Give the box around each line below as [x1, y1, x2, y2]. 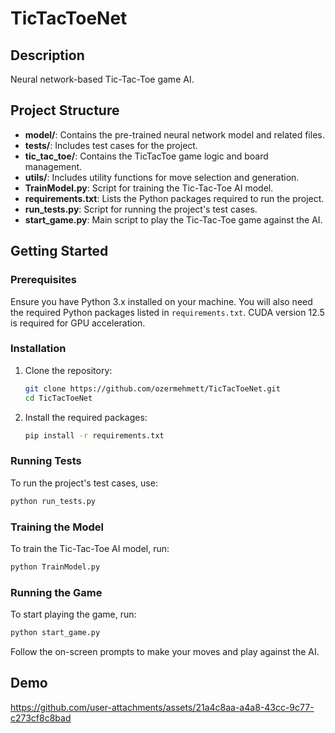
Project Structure [10, 102, 120, 119]
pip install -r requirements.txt [24, 430, 165, 441]
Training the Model [10, 520, 104, 534]
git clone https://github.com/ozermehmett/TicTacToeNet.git [24, 383, 281, 394]
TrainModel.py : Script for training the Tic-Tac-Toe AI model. [24, 182, 274, 194]
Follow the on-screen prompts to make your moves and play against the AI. [10, 645, 320, 657]
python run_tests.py [10, 496, 97, 506]
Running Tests [10, 454, 82, 468]
